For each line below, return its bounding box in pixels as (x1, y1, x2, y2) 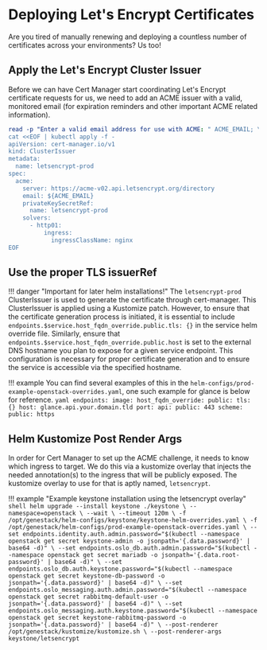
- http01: (29, 221, 62, 230)
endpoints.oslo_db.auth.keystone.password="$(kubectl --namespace (8, 565, 233, 574)
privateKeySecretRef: (22, 199, 94, 208)
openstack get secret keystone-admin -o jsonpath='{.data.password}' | (8, 537, 250, 546)
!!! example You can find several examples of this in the (8, 378, 189, 387)
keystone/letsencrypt (8, 635, 80, 643)
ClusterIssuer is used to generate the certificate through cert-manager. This (8, 295, 257, 305)
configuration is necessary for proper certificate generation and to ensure (8, 354, 250, 364)
